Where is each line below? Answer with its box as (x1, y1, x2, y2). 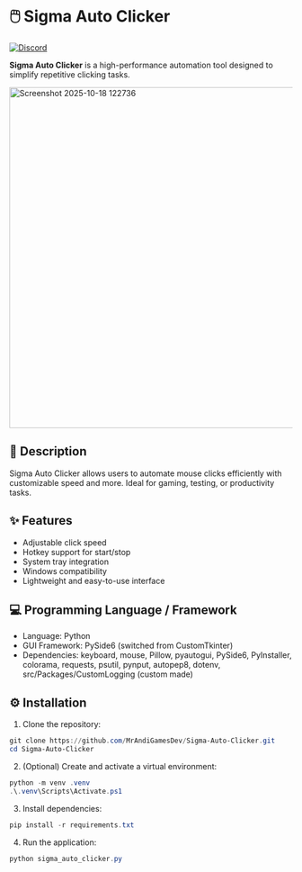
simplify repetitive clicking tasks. (9, 68, 130, 80)
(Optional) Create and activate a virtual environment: (22, 760, 218, 771)
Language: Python (22, 631, 91, 642)
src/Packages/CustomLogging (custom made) (22, 669, 193, 679)
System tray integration (22, 556, 110, 567)
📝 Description (9, 444, 87, 459)
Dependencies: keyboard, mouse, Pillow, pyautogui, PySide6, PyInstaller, (22, 650, 292, 661)
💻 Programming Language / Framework (9, 602, 237, 617)
